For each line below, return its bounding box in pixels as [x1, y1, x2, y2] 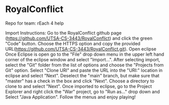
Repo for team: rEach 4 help [5, 20, 64, 26]
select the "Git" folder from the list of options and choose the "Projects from [5, 62, 164, 68]
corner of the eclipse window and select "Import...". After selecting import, [5, 56, 160, 62]
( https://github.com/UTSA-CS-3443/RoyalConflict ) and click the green [5, 35, 153, 41]
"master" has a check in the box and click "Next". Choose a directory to [5, 78, 154, 84]
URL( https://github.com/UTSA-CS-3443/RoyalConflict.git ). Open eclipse [5, 46, 157, 52]
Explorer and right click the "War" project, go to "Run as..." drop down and [5, 88, 160, 94]
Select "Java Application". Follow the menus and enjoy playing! [5, 94, 136, 100]
